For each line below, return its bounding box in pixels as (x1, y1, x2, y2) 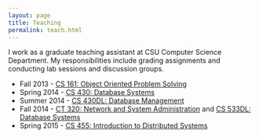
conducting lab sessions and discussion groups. (8, 64, 165, 74)
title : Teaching (8, 19, 61, 27)
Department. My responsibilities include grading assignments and (8, 56, 221, 65)
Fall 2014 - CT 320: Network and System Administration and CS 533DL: (19, 104, 251, 114)
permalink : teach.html (8, 26, 82, 34)
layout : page (8, 11, 51, 20)
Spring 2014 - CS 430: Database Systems (19, 88, 155, 97)
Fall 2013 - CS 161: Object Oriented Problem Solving (19, 79, 187, 89)
